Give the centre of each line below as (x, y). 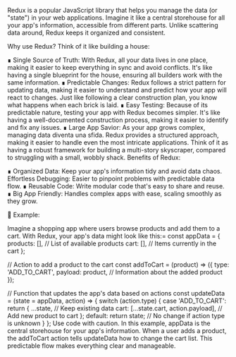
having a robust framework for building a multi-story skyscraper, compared (117, 150)
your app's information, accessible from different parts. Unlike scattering (113, 25)
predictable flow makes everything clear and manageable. (92, 346)
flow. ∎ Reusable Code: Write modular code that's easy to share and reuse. (116, 186)
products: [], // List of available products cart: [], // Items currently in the (112, 243)
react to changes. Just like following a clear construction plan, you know (112, 97)
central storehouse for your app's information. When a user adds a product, (117, 331)
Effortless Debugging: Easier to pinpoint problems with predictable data (111, 178)
